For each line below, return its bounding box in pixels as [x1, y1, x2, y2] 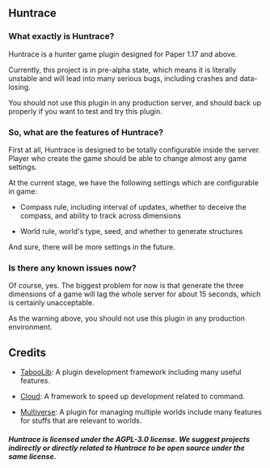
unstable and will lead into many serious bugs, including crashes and [8, 73, 238, 83]
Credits [8, 346, 47, 360]
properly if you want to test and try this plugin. [8, 106, 163, 116]
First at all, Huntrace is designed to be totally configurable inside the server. [8, 145, 261, 155]
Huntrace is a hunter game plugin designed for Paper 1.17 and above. [8, 49, 238, 59]
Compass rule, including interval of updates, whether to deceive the [19, 202, 247, 211]
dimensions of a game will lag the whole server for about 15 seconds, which [8, 289, 261, 299]
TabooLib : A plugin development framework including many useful [19, 368, 242, 377]
